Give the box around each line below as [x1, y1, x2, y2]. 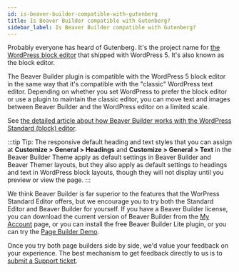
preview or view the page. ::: [7, 176, 91, 184]
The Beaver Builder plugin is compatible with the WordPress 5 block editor [7, 72, 226, 81]
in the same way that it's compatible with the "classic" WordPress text [7, 80, 213, 89]
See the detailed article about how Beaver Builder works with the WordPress [7, 116, 232, 125]
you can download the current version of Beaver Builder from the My [7, 212, 210, 221]
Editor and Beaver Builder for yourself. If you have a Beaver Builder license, [7, 205, 228, 213]
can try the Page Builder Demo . [7, 228, 100, 236]
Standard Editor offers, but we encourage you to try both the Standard [7, 197, 214, 206]
